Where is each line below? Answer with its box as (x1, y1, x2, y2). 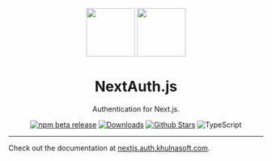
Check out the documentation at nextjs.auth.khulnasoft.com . (8, 142, 210, 153)
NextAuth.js (94, 78, 178, 96)
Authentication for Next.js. (92, 104, 180, 113)
